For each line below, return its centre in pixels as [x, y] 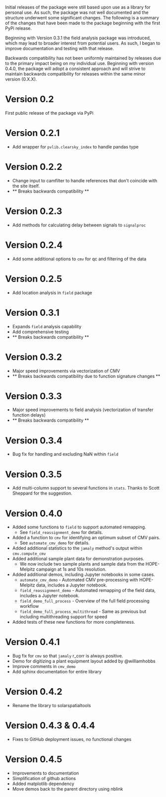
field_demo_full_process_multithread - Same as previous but [83, 612]
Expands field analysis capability [47, 326]
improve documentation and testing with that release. [59, 48]
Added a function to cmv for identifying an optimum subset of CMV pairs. [86, 538]
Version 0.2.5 [34, 279]
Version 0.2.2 [34, 167]
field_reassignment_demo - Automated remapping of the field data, [88, 590]
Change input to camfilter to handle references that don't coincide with [85, 180]
